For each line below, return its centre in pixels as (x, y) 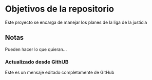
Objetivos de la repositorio (60, 9)
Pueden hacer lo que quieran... (36, 49)
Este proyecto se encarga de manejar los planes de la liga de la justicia (76, 22)
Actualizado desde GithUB (37, 62)
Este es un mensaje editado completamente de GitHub (60, 72)
